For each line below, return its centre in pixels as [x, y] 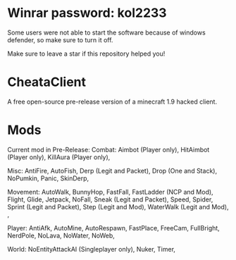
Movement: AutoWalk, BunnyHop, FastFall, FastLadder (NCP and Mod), [110, 192]
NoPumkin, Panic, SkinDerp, [48, 178]
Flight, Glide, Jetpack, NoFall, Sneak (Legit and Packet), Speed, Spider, [110, 199]
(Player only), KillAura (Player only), [59, 157]
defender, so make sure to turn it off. [60, 39]
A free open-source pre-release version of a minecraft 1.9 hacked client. [112, 101]
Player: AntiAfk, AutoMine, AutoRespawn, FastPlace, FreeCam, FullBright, [113, 228]
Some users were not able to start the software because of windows [106, 32]
